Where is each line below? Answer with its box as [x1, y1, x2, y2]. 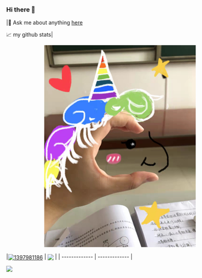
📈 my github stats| [6, 31, 53, 38]
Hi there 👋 [6, 5, 36, 14]
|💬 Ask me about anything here [6, 19, 83, 26]
